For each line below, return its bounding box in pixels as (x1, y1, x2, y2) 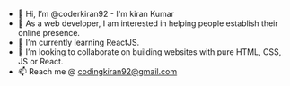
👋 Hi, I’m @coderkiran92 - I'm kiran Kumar (17, 9, 175, 19)
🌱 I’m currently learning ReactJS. (17, 37, 140, 47)
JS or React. (17, 56, 64, 66)
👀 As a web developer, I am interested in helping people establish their (17, 18, 278, 29)
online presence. (17, 28, 81, 38)
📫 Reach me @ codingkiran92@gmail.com (17, 66, 178, 76)
